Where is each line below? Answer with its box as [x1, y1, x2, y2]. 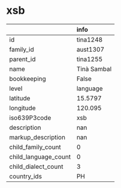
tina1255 [76, 55, 103, 63]
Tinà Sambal [76, 64, 112, 73]
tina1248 [76, 35, 103, 44]
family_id [9, 45, 34, 53]
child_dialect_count [9, 162, 63, 171]
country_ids [9, 172, 42, 180]
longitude [9, 103, 36, 112]
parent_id [9, 55, 36, 63]
